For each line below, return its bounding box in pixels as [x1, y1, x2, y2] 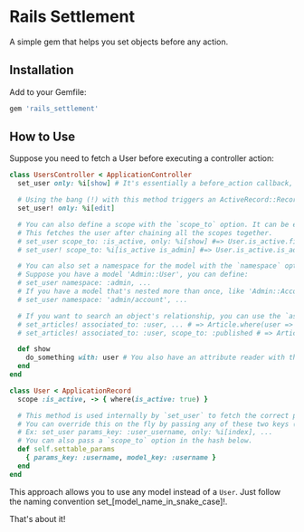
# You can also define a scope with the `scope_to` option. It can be [17, 220, 290, 229]
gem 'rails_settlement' [9, 104, 100, 113]
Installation [9, 62, 74, 78]
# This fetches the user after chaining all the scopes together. [17, 228, 273, 237]
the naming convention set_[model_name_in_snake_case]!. [9, 496, 228, 507]
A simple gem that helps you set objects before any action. [9, 36, 229, 47]
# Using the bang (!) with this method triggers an [17, 195, 217, 204]
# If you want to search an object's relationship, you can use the [17, 311, 281, 320]
